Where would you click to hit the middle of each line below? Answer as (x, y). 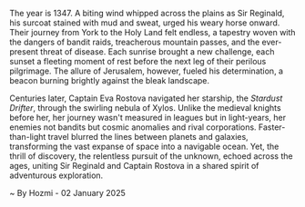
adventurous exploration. (56, 175)
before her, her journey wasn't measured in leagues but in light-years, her (148, 118)
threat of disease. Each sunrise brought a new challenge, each (158, 52)
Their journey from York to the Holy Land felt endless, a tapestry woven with (152, 32)
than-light (28, 137)
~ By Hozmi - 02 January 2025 (67, 193)
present (24, 52)
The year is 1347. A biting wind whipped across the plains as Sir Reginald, (147, 13)
